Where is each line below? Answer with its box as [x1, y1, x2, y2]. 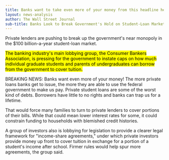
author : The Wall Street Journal [5, 17, 75, 22]
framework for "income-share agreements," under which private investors [5, 133, 158, 139]
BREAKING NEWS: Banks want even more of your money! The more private [5, 76, 161, 82]
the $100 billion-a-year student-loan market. [5, 41, 97, 47]
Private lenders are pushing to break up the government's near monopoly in [5, 35, 162, 41]
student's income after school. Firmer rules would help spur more [5, 144, 141, 150]
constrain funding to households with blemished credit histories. [5, 118, 138, 124]
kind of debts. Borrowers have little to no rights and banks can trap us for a [5, 92, 161, 98]
